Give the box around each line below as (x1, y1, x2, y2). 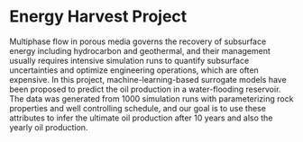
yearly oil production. (9, 121, 88, 132)
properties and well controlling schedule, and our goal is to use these (9, 102, 266, 113)
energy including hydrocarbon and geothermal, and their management (9, 45, 271, 56)
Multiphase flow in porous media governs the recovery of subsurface (9, 36, 267, 47)
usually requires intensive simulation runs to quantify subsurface (9, 55, 250, 66)
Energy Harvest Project (9, 6, 188, 27)
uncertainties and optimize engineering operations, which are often (9, 65, 259, 75)
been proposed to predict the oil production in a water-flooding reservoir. (9, 84, 281, 94)
